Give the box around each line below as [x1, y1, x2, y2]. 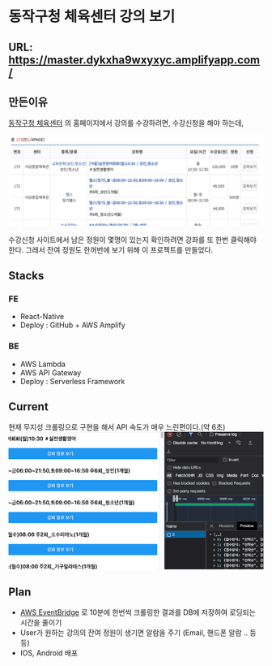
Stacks [8, 269, 45, 283]
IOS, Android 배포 [19, 648, 79, 658]
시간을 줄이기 [19, 618, 62, 628]
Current [8, 400, 49, 413]
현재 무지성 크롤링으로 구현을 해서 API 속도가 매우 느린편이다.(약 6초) [8, 422, 226, 432]
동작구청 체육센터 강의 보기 [8, 7, 176, 26]
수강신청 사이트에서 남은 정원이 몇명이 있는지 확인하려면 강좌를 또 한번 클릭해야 [8, 235, 257, 244]
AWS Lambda [19, 359, 66, 369]
